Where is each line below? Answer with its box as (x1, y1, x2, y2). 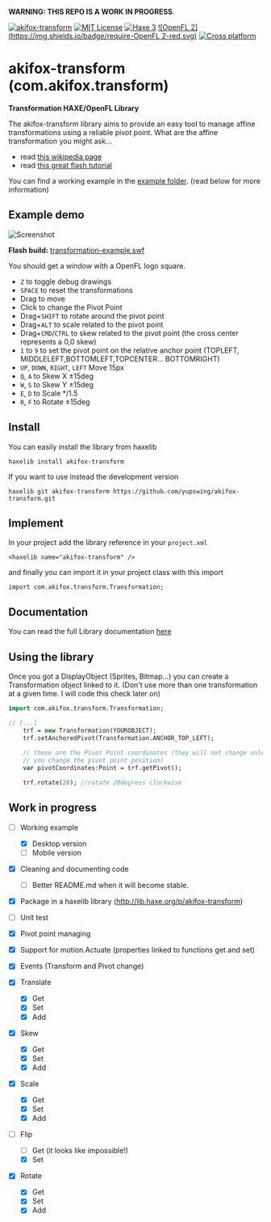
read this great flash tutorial (19, 160, 113, 170)
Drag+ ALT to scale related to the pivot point (19, 319, 164, 329)
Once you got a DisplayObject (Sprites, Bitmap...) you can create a (8, 671, 229, 681)
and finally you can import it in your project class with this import (8, 568, 223, 577)
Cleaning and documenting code (19, 864, 129, 873)
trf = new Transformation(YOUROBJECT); (23, 726, 157, 734)
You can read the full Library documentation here (8, 627, 172, 636)
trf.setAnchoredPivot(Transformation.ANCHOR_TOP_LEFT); (23, 734, 215, 742)
